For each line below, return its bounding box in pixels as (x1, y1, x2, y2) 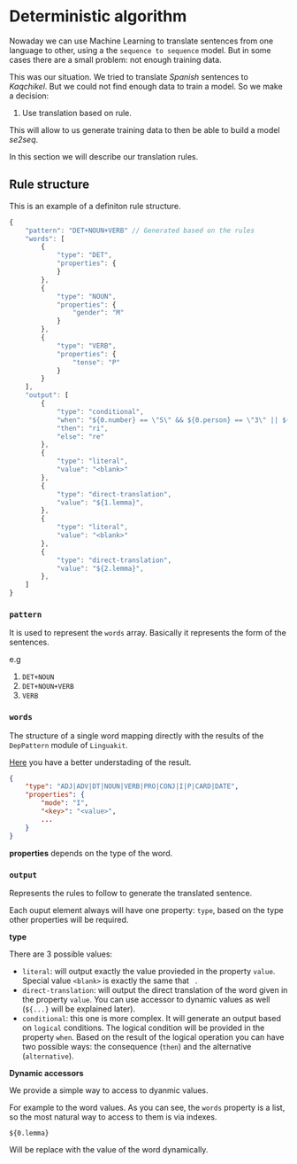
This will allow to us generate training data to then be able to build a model (9, 124, 280, 135)
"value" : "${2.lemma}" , (56, 564, 144, 573)
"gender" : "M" (72, 309, 125, 317)
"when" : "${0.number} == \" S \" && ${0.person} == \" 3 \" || (56, 415, 278, 425)
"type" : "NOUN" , (56, 292, 117, 301)
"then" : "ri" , (56, 424, 109, 433)
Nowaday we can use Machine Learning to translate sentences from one (9, 35, 274, 46)
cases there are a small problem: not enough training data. (9, 54, 223, 65)
